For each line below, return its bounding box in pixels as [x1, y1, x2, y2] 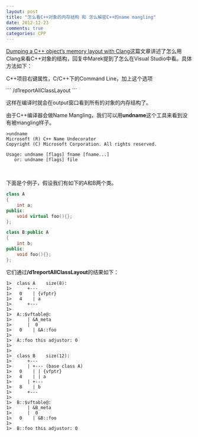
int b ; [17, 240, 33, 246]
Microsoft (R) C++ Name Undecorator [6, 136, 96, 142]
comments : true [6, 25, 44, 31]
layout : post [6, 8, 38, 15]
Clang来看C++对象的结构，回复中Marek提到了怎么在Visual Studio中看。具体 [6, 55, 192, 62]
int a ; [17, 202, 33, 208]
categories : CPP [6, 31, 46, 37]
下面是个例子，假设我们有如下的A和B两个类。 [6, 179, 117, 187]
